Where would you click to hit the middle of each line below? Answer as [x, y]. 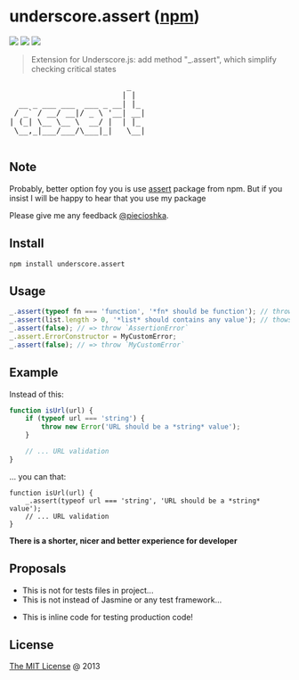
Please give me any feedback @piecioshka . [89, 215]
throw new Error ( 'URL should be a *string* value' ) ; [141, 427]
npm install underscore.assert [67, 264]
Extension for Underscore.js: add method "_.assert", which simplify [154, 59]
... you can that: [38, 476]
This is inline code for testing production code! [108, 617]
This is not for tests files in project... [88, 590]
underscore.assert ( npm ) [105, 16]
